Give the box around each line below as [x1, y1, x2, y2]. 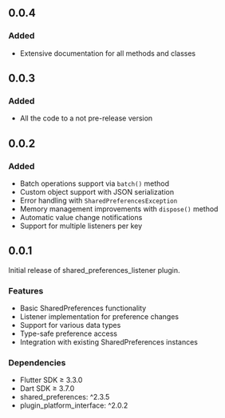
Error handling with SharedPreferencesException [19, 195, 178, 206]
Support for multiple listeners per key [19, 221, 143, 231]
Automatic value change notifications [19, 213, 143, 223]
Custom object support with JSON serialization [19, 187, 175, 197]
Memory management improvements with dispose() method [19, 204, 219, 214]
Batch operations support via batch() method [19, 179, 170, 188]
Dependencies [8, 357, 66, 369]
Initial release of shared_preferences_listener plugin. [8, 265, 181, 274]
